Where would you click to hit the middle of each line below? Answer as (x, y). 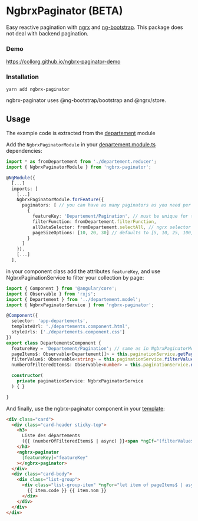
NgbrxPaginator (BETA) (65, 11)
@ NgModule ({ (21, 178)
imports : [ (25, 189)
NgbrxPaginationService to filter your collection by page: (75, 277)
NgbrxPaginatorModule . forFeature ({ (60, 200)
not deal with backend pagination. (47, 33)
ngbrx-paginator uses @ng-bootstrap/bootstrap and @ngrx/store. (86, 100)
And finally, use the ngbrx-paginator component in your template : (85, 408)
